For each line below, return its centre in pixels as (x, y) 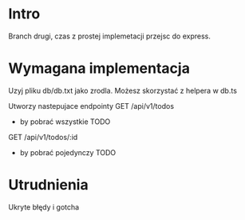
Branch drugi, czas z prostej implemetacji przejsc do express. (110, 36)
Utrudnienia (49, 185)
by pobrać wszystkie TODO (65, 122)
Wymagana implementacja (99, 68)
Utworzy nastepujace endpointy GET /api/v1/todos (91, 106)
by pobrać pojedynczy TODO (68, 152)
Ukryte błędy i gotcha (44, 207)
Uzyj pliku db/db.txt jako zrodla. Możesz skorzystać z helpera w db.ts (123, 90)
